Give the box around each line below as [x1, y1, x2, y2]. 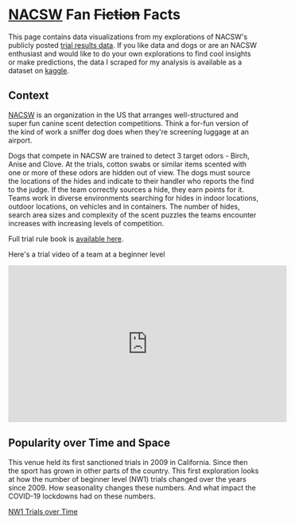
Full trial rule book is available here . [8, 233, 124, 244]
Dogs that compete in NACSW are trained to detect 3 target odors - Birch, [8, 151, 250, 160]
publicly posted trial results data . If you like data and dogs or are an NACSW [8, 40, 257, 49]
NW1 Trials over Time [8, 506, 78, 516]
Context [8, 89, 49, 103]
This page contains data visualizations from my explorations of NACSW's [8, 32, 248, 41]
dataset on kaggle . [8, 65, 69, 75]
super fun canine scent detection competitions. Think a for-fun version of [8, 118, 249, 128]
